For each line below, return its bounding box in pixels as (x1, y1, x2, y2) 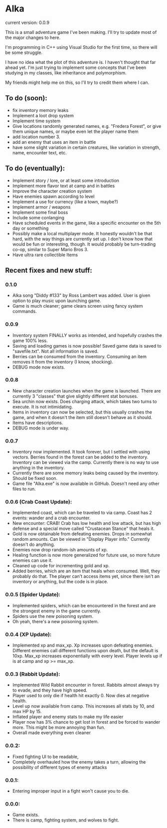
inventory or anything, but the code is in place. (12, 579, 108, 585)
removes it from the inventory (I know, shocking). (12, 359, 114, 365)
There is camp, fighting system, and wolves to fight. (12, 817, 120, 823)
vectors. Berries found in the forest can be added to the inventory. (12, 454, 149, 460)
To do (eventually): (5, 164, 65, 173)
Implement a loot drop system (12, 112, 74, 118)
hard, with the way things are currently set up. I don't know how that (12, 236, 153, 242)
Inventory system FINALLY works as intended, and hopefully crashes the (12, 332, 162, 338)
